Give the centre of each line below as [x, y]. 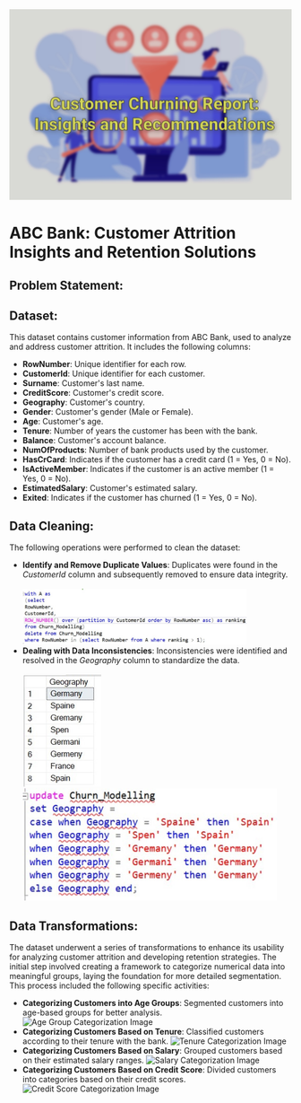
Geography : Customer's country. [83, 402]
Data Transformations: [74, 926]
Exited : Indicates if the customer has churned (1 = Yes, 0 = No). [140, 498]
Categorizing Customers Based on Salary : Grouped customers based [152, 1051]
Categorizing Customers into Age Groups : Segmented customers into [153, 1003]
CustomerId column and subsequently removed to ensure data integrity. [155, 574]
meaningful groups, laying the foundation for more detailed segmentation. [146, 976]
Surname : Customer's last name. [83, 383]
